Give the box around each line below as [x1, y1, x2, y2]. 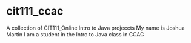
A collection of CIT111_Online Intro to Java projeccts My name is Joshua [6, 24, 185, 31]
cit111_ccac [6, 4, 64, 18]
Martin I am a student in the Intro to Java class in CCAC [6, 30, 144, 38]
